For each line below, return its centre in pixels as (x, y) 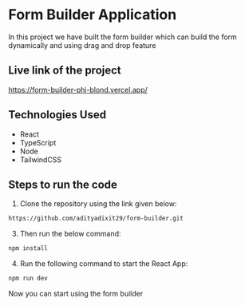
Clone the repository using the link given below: (98, 204)
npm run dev (28, 278)
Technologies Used (57, 115)
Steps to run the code (63, 184)
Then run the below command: (70, 234)
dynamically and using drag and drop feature (82, 45)
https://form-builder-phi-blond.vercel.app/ (78, 89)
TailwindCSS (41, 159)
